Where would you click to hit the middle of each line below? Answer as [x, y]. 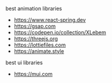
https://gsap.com [35, 26]
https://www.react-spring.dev [50, 20]
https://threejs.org [36, 39]
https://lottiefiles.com [40, 45]
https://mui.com [33, 74]
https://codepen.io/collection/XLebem [60, 32]
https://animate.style [39, 51]
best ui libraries [24, 62]
